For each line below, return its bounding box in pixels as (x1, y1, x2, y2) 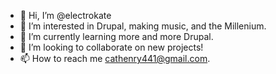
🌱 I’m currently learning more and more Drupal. (19, 31, 214, 42)
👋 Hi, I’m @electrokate (19, 10, 112, 21)
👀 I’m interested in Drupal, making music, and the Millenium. (19, 20, 267, 32)
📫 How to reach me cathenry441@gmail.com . (19, 53, 211, 64)
